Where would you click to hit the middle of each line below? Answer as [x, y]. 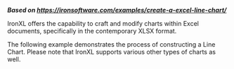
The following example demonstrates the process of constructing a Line [111, 44]
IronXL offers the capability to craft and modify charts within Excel [103, 23]
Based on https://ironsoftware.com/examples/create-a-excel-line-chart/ [117, 10]
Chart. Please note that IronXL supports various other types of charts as [112, 52]
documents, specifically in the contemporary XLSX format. [92, 31]
